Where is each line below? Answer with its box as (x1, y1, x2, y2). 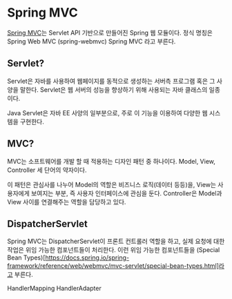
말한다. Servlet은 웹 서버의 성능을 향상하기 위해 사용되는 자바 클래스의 (19, 85, 208, 94)
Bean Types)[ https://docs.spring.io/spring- (7, 253, 130, 262)
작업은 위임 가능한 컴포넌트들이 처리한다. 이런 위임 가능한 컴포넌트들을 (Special (7, 246, 220, 254)
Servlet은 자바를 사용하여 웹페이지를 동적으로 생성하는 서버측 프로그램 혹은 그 (7, 77, 215, 85)
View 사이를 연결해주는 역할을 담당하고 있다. (7, 197, 126, 206)
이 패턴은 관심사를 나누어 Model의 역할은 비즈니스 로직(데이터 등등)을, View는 (7, 180, 216, 189)
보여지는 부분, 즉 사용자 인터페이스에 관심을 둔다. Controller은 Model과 (30, 189, 222, 197)
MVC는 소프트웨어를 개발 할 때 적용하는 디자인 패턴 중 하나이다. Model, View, (7, 157, 216, 165)
